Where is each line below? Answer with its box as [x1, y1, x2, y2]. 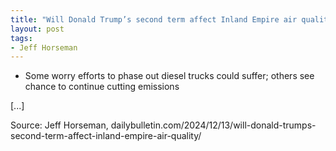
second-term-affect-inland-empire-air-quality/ [10, 130, 202, 142]
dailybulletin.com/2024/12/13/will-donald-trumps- [110, 119, 317, 131]
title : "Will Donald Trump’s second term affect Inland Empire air [10, 14, 298, 25]
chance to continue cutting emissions [24, 81, 180, 93]
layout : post [10, 24, 65, 34]
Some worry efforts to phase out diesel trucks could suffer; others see [24, 70, 315, 82]
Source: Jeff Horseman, [10, 119, 109, 131]
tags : [10, 33, 33, 43]
